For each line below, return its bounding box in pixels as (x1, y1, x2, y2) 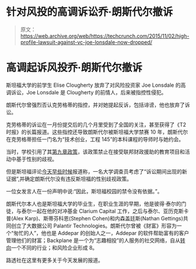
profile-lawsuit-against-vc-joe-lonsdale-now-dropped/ (20, 39, 153, 46)
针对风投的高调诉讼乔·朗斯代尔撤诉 (6, 5, 173, 19)
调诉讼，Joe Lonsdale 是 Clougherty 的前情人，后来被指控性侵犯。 (6, 88, 167, 96)
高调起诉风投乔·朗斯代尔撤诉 (6, 61, 143, 74)
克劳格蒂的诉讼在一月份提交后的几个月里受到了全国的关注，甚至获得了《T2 (6, 121, 187, 128)
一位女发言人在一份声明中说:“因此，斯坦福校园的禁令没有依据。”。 (6, 188, 163, 195)
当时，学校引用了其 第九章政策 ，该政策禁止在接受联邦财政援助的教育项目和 (6, 148, 185, 155)
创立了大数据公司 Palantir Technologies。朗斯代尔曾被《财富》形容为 (10, 222, 177, 229)
